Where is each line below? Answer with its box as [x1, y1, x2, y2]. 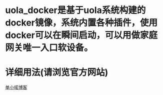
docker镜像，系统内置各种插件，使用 [5, 17, 157, 28]
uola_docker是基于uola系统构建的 [5, 4, 146, 16]
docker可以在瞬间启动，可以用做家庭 [5, 29, 157, 41]
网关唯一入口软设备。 [5, 42, 93, 53]
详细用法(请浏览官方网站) [5, 67, 108, 78]
